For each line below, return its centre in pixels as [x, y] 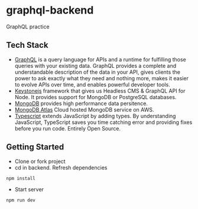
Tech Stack [27, 45]
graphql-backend [50, 10]
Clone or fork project [40, 161]
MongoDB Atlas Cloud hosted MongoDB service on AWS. [84, 109]
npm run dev [21, 200]
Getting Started [35, 147]
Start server [29, 189]
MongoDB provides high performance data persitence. [81, 103]
